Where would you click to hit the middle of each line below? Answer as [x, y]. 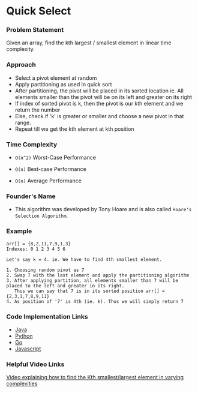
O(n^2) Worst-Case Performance [55, 158]
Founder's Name [31, 196]
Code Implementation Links [47, 316]
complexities [22, 384]
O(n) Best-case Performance [51, 169]
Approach [21, 65]
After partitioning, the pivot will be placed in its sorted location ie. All [99, 91]
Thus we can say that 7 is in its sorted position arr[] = [89, 291]
